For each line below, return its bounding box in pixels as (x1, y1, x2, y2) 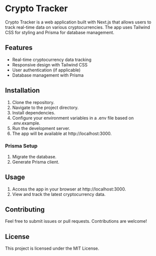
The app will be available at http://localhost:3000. (12, 130, 112, 136)
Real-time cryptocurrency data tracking (12, 57, 92, 63)
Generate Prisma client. (12, 159, 59, 165)
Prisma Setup (5, 143, 38, 149)
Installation (5, 86, 40, 95)
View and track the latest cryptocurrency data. (12, 191, 106, 197)
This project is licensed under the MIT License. (5, 245, 99, 252)
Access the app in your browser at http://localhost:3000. (12, 186, 126, 192)
